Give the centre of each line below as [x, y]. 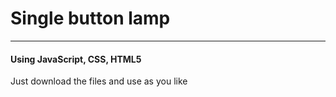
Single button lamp [90, 18]
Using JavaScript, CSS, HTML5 [76, 59]
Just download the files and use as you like [99, 81]
